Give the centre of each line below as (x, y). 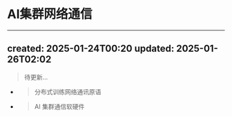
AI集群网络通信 (50, 14)
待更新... (36, 77)
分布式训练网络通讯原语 (68, 91)
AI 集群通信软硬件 (59, 106)
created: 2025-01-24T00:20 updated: (91, 49)
